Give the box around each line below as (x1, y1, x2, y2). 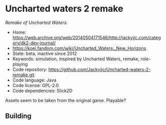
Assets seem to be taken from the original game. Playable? (5, 97, 126, 103)
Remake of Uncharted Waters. (5, 19, 68, 25)
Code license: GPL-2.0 (12, 82, 59, 88)
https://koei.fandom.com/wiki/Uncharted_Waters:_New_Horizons (12, 45, 146, 51)
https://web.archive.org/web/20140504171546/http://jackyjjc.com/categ (12, 34, 161, 40)
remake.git (12, 71, 35, 77)
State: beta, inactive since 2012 (12, 50, 77, 56)
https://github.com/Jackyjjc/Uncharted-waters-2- (48, 66, 151, 72)
